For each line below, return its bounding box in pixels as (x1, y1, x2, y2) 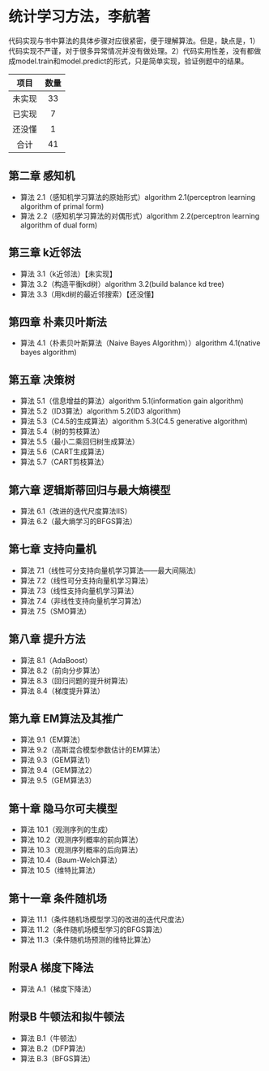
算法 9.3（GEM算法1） (19, 755, 95, 765)
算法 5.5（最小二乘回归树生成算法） (19, 436, 139, 447)
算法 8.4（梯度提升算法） (19, 686, 105, 696)
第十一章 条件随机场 (8, 891, 107, 905)
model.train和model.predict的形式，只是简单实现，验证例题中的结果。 (15, 56, 249, 66)
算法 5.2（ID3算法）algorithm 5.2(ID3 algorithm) (19, 406, 181, 416)
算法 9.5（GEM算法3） (19, 775, 96, 785)
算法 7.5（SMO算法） (19, 606, 92, 616)
